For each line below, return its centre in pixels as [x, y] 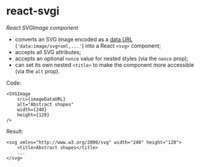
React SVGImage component [42, 28]
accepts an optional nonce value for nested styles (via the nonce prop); [102, 58]
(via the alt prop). [37, 71]
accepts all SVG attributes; [48, 52]
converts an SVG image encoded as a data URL [74, 39]
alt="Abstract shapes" [45, 104]
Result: [15, 131]
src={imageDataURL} [42, 99]
